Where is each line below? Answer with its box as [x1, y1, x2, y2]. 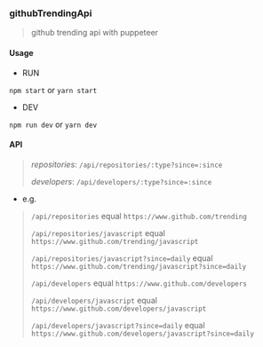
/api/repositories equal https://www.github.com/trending [30, 210, 247, 221]
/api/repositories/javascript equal [30, 227, 166, 238]
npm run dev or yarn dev [9, 119, 98, 130]
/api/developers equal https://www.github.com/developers [30, 278, 247, 288]
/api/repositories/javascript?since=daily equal [30, 252, 213, 264]
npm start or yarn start [9, 84, 98, 95]
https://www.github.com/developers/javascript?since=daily [30, 329, 255, 338]
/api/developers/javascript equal [30, 295, 158, 305]
